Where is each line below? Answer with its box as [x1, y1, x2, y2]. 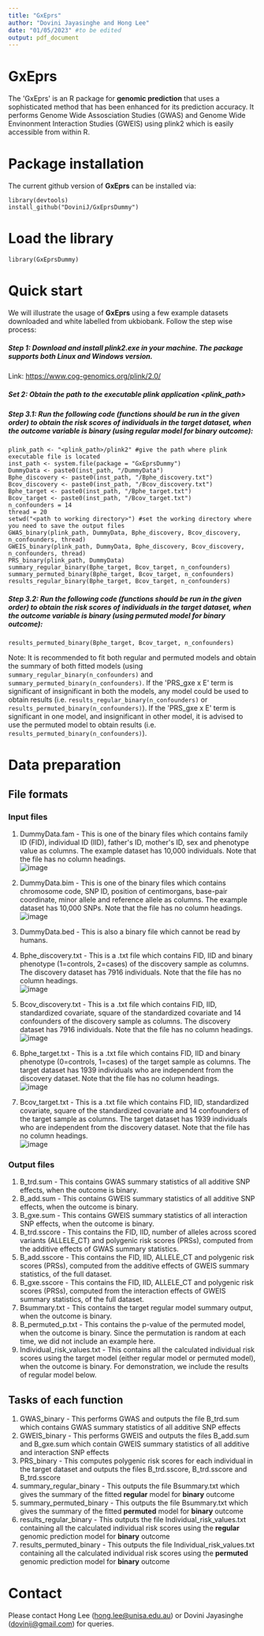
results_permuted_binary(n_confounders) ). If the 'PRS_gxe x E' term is [8, 703, 236, 713]
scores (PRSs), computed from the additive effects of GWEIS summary [19, 1261, 250, 1271]
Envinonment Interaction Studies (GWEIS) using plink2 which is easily [8, 119, 234, 129]
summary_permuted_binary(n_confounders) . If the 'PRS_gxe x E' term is [8, 678, 234, 688]
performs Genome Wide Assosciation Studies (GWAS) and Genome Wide [8, 111, 246, 120]
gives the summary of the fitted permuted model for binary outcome [19, 1506, 244, 1516]
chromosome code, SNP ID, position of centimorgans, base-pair [19, 887, 228, 896]
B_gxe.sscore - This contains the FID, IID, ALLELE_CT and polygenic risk [19, 1278, 254, 1287]
